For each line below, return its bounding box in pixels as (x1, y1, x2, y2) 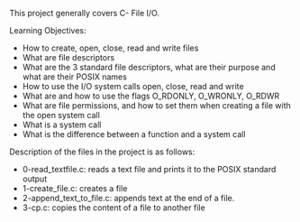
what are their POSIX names (22, 71, 128, 82)
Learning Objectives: (9, 25, 87, 35)
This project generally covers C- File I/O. (9, 8, 160, 18)
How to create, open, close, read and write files (22, 42, 199, 53)
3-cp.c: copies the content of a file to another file (22, 202, 205, 213)
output (22, 173, 48, 184)
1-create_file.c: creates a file (22, 183, 128, 193)
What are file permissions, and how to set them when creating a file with (22, 100, 291, 111)
